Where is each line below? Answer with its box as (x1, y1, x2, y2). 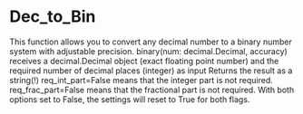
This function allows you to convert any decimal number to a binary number (9, 36, 292, 47)
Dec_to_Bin (9, 6, 96, 27)
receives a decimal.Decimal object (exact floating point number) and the (9, 55, 279, 66)
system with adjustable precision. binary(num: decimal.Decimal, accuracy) (9, 45, 288, 56)
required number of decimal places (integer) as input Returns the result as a (9, 65, 293, 76)
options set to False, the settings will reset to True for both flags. (9, 93, 250, 105)
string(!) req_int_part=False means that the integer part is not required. (9, 74, 274, 85)
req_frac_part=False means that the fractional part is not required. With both (9, 84, 295, 95)
